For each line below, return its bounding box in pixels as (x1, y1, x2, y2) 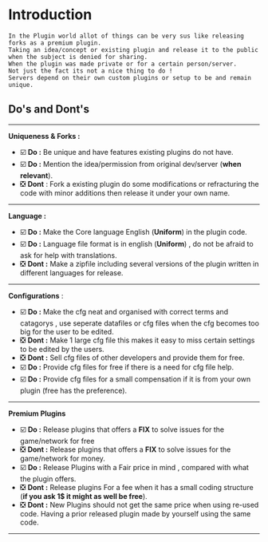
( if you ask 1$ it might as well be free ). (19, 491, 148, 500)
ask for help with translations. (19, 250, 117, 260)
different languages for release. (19, 267, 124, 277)
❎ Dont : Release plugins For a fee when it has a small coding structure (19, 482, 254, 492)
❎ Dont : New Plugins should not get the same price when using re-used (19, 500, 259, 509)
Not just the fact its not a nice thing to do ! (8, 66, 173, 75)
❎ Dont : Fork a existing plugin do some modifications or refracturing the (19, 179, 259, 188)
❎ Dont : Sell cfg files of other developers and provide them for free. (19, 353, 245, 362)
